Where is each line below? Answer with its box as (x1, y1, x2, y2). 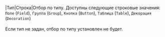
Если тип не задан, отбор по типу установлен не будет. (5, 26, 123, 32)
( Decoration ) (5, 15, 31, 21)
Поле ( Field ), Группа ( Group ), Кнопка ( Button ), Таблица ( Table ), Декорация (5, 10, 151, 16)
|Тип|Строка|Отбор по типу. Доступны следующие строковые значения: (5, 5, 161, 10)
